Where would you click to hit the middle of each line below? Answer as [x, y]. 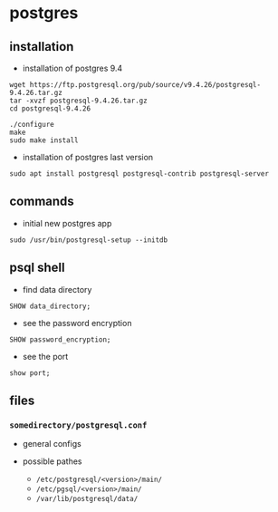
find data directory [57, 289]
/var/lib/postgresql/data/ [87, 499]
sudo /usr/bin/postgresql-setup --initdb [89, 240]
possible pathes [52, 461]
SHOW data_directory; [50, 306]
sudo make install [44, 140]
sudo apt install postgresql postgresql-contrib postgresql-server [139, 174]
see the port [45, 356]
